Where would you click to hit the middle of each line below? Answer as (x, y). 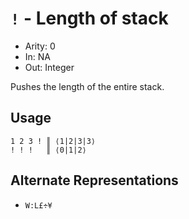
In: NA (38, 56)
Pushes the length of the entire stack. (87, 86)
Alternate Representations (94, 180)
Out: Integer (49, 67)
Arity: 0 (40, 46)
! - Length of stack (89, 18)
